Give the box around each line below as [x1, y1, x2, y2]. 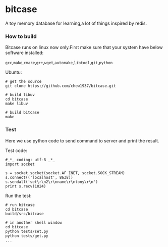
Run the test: [5, 192, 32, 199]
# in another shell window [5, 220, 62, 225]
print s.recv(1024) [5, 183, 46, 189]
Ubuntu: [5, 69, 22, 75]
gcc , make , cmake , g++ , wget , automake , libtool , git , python [5, 60, 113, 66]
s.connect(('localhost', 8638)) [5, 175, 73, 180]
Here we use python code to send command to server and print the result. [5, 137, 159, 143]
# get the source [5, 79, 42, 84]
